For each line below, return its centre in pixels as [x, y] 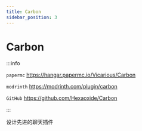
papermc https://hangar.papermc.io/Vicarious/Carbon [71, 75]
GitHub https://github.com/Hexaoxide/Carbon [62, 98]
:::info [13, 63]
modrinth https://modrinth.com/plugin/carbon [62, 87]
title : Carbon [24, 12]
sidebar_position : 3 [32, 17]
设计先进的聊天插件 [30, 122]
